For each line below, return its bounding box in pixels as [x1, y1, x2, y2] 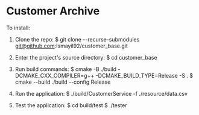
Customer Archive [6, 4, 100, 18]
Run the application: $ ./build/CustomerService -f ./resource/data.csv [14, 90, 188, 97]
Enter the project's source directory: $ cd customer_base [14, 54, 158, 61]
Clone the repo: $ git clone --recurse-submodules [14, 36, 140, 43]
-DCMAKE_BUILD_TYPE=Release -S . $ [95, 72, 193, 79]
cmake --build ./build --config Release [14, 78, 111, 85]
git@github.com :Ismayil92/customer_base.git [14, 42, 128, 49]
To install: [6, 24, 30, 31]
